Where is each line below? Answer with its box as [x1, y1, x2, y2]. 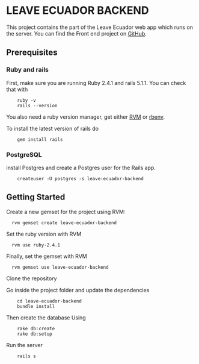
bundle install [17, 303, 55, 309]
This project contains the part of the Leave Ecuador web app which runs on [6, 24, 194, 31]
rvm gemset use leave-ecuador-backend [11, 264, 109, 270]
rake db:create [17, 325, 55, 331]
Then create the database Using [6, 314, 86, 321]
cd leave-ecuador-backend [17, 298, 82, 304]
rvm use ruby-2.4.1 [11, 242, 61, 248]
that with [6, 86, 28, 93]
